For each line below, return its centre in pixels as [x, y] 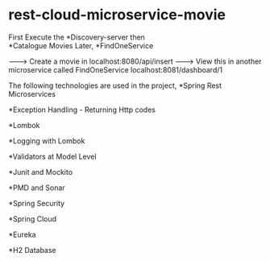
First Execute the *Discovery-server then [77, 37]
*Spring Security [37, 203]
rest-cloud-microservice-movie [117, 15]
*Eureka [22, 234]
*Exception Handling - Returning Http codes [82, 110]
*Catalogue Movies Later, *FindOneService [81, 45]
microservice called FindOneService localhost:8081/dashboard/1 [116, 69]
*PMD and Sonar [37, 188]
